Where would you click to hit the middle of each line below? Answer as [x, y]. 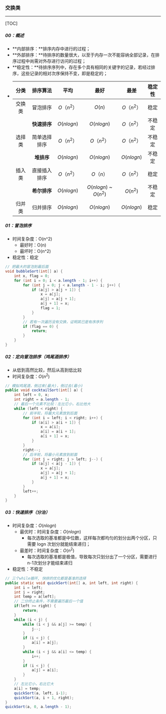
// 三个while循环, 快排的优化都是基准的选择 [46, 578]
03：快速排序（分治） [28, 512]
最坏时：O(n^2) [35, 251]
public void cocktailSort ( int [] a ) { [44, 390]
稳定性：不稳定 [27, 569]
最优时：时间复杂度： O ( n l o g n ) [50, 532]
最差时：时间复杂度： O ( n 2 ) [47, 550]
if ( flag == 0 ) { [41, 326]
